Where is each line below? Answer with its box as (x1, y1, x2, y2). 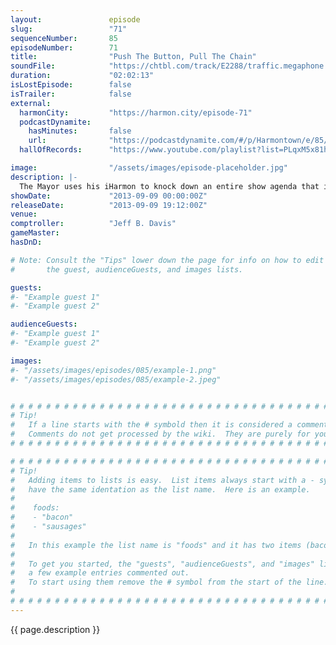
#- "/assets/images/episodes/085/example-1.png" (10, 365, 217, 375)
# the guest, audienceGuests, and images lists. (10, 264, 244, 275)
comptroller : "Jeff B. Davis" (10, 219, 177, 229)
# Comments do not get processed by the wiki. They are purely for (10, 429, 311, 440)
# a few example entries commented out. (10, 568, 190, 578)
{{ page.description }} (10, 623, 101, 635)
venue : (10, 209, 38, 220)
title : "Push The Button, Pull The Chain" (10, 52, 257, 62)
